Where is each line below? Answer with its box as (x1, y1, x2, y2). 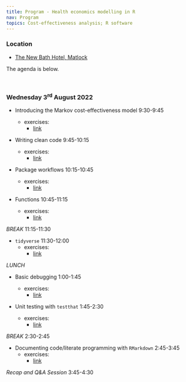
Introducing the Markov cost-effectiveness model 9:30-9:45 (14, 106, 164, 114)
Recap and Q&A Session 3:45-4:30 (6, 369, 94, 376)
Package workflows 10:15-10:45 (14, 166, 94, 173)
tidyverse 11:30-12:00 (14, 237, 70, 244)
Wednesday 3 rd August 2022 (6, 91, 93, 102)
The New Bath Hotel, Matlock (14, 54, 88, 61)
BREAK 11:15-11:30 (6, 226, 51, 233)
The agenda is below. (6, 65, 59, 72)
